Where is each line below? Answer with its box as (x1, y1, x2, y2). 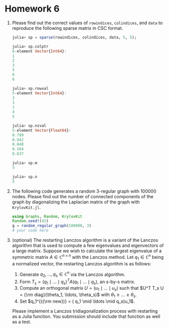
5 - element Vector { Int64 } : (12, 90, 67, 96)
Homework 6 (5, 3, 60, 15)
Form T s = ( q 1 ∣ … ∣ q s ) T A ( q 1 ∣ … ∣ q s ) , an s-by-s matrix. (19, 278, 136, 286)
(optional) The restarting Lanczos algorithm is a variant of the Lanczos (12, 237, 158, 243)
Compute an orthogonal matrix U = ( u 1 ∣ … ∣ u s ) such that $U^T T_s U (19, 285, 164, 293)
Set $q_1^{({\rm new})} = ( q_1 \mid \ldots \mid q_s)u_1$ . (19, 298, 135, 304)
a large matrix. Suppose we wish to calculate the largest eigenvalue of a (12, 248, 162, 254)
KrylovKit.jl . (12, 204, 41, 210)
